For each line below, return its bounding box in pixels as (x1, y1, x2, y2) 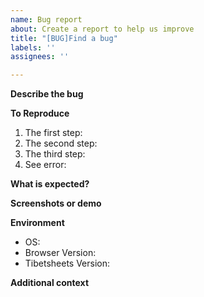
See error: (24, 159, 67, 171)
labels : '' (10, 42, 56, 53)
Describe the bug (10, 88, 84, 100)
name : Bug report (10, 14, 83, 25)
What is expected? (10, 178, 90, 190)
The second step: (24, 137, 98, 150)
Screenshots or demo (10, 197, 102, 210)
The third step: (24, 148, 86, 160)
